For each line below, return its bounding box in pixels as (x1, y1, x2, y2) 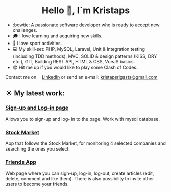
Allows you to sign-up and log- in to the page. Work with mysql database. (5, 116, 160, 122)
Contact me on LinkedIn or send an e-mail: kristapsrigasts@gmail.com (5, 74, 158, 80)
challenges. (12, 27, 37, 33)
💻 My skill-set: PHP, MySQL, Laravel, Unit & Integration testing (12, 46, 145, 52)
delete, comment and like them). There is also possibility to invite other (5, 176, 154, 182)
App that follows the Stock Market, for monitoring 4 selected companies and (5, 140, 166, 146)
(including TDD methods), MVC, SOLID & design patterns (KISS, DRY (12, 53, 157, 59)
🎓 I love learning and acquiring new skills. (12, 33, 103, 39)
